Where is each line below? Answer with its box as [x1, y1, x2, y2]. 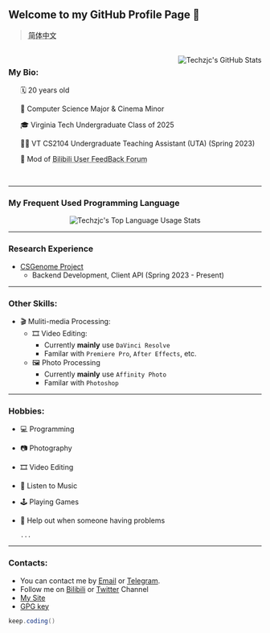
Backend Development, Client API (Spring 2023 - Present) [31, 270, 225, 280]
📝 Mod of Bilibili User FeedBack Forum [19, 154, 148, 164]
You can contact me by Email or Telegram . [19, 576, 161, 586]
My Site [19, 593, 46, 602]
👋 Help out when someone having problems [19, 516, 166, 525]
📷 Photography [19, 443, 72, 453]
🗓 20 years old [19, 85, 70, 95]
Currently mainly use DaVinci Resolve [43, 340, 170, 350]
